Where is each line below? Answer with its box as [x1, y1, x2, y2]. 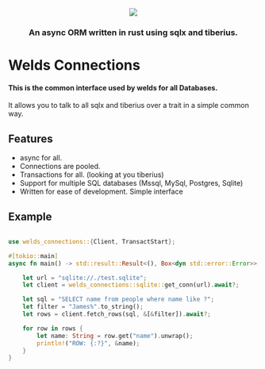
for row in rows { [22, 325, 83, 332]
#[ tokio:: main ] [8, 252, 59, 260]
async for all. [19, 153, 63, 163]
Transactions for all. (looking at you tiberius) [19, 170, 164, 179]
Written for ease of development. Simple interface [19, 186, 184, 197]
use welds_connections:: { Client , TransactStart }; [8, 237, 176, 245]
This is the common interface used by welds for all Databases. [8, 83, 218, 92]
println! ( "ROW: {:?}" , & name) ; [36, 339, 140, 348]
